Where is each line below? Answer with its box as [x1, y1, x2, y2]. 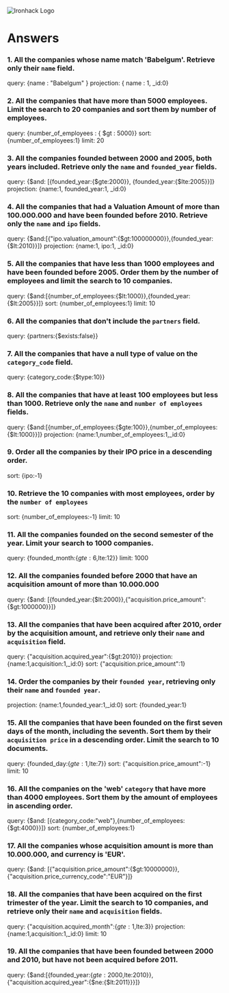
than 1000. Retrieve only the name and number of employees [7, 398, 203, 408]
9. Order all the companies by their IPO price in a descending [7, 447, 213, 457]
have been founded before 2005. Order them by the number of [7, 267, 219, 277]
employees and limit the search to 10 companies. [7, 276, 173, 286]
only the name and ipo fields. [7, 219, 101, 228]
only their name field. [7, 64, 75, 73]
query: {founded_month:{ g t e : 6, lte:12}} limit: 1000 [7, 554, 149, 562]
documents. [7, 744, 49, 754]
